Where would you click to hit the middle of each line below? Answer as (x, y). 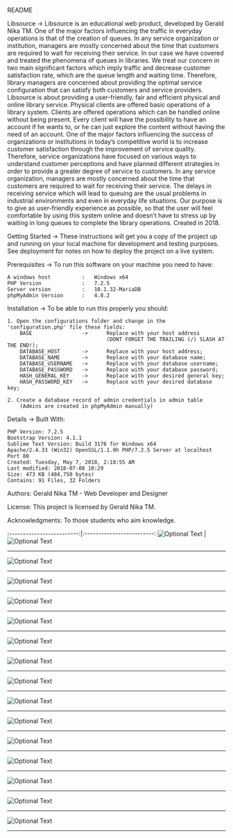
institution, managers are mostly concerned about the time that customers (113, 46)
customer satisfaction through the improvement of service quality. (102, 149)
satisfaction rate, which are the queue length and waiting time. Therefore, (112, 75)
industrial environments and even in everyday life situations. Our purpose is (115, 200)
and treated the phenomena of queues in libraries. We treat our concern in (113, 60)
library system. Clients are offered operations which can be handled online (114, 112)
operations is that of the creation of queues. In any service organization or (113, 38)
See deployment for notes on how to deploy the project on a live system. (111, 251)
